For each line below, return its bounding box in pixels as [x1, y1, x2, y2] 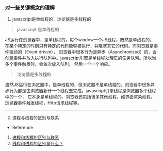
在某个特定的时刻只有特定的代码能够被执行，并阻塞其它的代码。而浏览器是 [5, 43, 154, 49]
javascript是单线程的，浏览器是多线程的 [12, 16, 91, 22]
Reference [12, 125, 33, 131]
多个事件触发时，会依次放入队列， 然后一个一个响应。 [5, 61, 113, 67]
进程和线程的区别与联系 [12, 134, 59, 140]
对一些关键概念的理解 [5, 4, 55, 11]
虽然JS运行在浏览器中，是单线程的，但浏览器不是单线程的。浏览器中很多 [5, 82, 150, 88]
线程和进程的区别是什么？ [12, 141, 64, 147]
